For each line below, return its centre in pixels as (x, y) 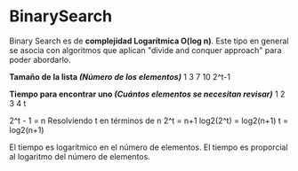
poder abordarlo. (40, 59)
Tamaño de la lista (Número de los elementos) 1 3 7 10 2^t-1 (120, 76)
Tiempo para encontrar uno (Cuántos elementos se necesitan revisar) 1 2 (147, 94)
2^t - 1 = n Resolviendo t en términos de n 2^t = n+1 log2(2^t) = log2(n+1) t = (149, 120)
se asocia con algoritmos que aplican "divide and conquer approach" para (145, 50)
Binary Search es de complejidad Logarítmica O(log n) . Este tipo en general (149, 41)
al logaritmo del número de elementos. (80, 156)
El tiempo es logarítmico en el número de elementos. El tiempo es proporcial (149, 147)
